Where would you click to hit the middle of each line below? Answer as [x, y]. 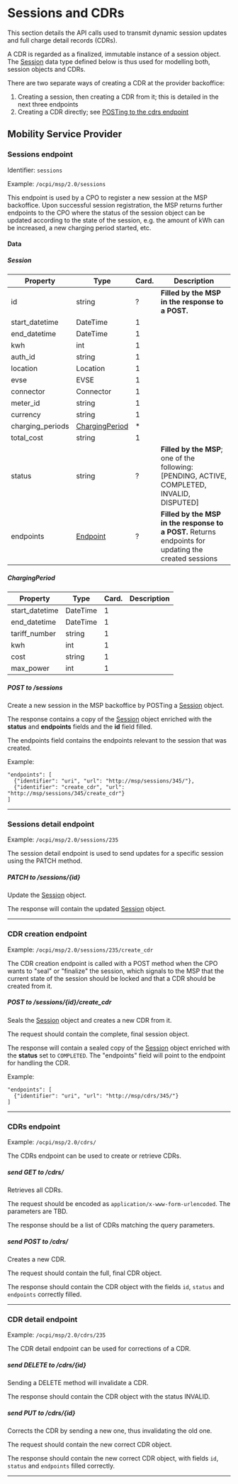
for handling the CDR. [39, 1063]
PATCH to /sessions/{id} [44, 877]
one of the [178, 458]
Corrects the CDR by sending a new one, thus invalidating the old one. [110, 1431]
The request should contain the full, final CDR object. [85, 1273]
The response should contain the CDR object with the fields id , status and [116, 1286]
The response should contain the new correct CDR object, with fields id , [113, 1458]
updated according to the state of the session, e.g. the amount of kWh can [116, 220]
